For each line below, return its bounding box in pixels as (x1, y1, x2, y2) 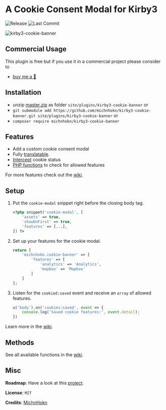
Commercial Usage (5, 45, 67, 54)
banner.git (12, 113, 36, 119)
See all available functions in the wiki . (5, 352, 84, 358)
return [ (12, 247, 31, 253)
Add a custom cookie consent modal (12, 146, 90, 152)
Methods (5, 338, 34, 347)
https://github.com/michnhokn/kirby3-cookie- (53, 108, 151, 113)
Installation (5, 88, 41, 97)
